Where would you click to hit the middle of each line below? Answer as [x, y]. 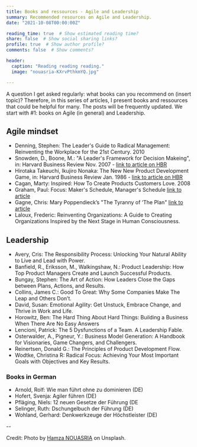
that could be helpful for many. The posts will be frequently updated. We [94, 106]
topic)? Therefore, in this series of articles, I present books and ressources [97, 100]
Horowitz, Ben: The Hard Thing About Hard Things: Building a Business [101, 318]
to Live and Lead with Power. [50, 261]
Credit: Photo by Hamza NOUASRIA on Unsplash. [66, 438]
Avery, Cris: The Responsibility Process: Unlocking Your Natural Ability [101, 254]
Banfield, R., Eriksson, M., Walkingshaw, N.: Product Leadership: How [99, 267]
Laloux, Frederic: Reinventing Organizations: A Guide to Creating [93, 215]
